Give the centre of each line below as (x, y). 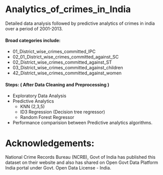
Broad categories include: (33, 40)
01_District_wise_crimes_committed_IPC (54, 52)
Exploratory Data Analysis (39, 96)
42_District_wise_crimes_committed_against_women (67, 73)
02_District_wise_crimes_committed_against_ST (62, 62)
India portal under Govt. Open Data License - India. (58, 168)
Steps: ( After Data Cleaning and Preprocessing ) (57, 84)
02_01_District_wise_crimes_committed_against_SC (66, 57)
